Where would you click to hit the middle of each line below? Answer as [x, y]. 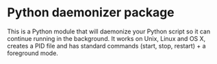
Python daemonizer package [91, 13]
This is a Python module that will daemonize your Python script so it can [109, 31]
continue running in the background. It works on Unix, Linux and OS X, [106, 38]
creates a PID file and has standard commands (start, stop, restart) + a [107, 46]
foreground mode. [33, 53]
